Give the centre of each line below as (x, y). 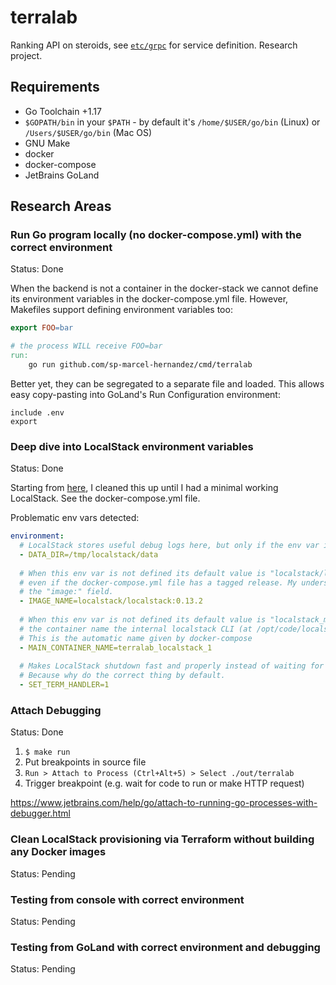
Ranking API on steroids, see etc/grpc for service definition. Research (154, 45)
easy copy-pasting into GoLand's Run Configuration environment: (145, 394)
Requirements (55, 87)
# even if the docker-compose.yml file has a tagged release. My (158, 582)
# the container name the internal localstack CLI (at (136, 629)
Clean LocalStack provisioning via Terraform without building (162, 839)
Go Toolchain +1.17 (63, 111)
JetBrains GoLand (62, 175)
